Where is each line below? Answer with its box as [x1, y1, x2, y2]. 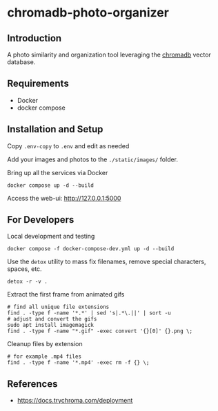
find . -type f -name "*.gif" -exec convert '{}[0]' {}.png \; [7, 328, 193, 335]
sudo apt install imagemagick [7, 322, 95, 329]
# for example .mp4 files [7, 353, 81, 360]
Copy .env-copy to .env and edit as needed [7, 141, 130, 150]
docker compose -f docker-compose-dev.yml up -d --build [7, 245, 175, 252]
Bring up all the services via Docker [7, 168, 108, 177]
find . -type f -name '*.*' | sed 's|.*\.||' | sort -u [7, 310, 171, 317]
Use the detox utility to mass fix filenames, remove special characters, [7, 257, 206, 266]
